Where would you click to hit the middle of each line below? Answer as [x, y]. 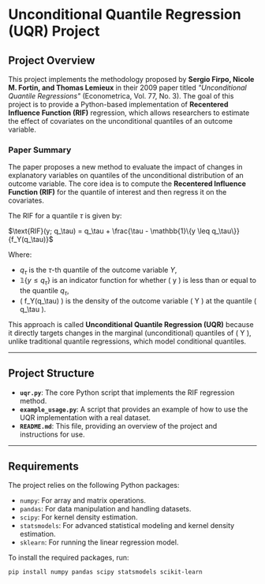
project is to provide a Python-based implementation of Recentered [118, 104]
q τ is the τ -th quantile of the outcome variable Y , [98, 271]
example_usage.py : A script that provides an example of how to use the [134, 409]
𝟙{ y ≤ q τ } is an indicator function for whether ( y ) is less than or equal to [138, 281]
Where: [20, 255]
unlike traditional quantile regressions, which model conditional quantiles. [127, 341]
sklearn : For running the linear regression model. [99, 542]
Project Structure [51, 373]
